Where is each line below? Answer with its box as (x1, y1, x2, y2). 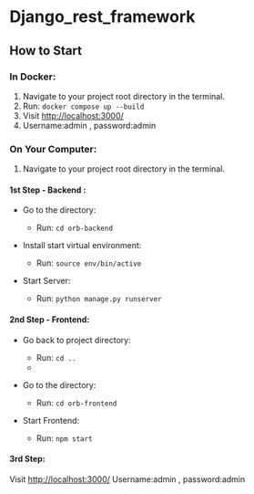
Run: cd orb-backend (36, 222, 114, 234)
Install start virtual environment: (22, 240, 142, 251)
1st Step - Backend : (9, 184, 86, 195)
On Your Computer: (9, 142, 97, 155)
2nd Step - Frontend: (9, 313, 90, 325)
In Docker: (9, 70, 56, 83)
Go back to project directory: (22, 334, 132, 345)
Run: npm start (36, 432, 93, 444)
